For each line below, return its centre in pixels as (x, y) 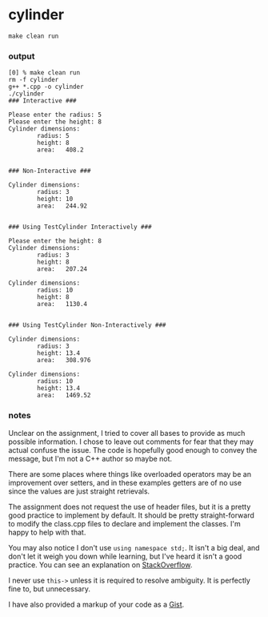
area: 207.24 (62, 269)
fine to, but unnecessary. (49, 589)
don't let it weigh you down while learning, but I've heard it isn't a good (125, 556)
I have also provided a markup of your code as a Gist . (96, 604)
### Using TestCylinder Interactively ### (80, 227)
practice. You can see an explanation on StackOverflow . (100, 565)
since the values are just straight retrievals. (79, 491)
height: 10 (55, 199)
